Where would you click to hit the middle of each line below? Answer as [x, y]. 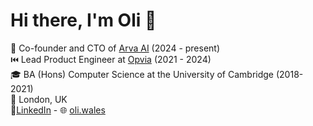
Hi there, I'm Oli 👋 [83, 20]
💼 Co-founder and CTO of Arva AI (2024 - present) [115, 48]
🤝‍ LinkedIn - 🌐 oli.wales [58, 110]
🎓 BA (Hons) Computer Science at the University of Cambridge [142, 74]
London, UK [43, 99]
